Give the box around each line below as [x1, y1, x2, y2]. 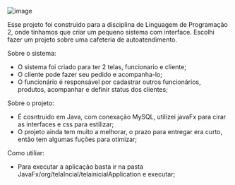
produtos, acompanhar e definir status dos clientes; [17, 85, 168, 93]
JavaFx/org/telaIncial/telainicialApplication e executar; [17, 170, 176, 178]
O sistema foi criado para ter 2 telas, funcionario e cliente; [17, 63, 187, 71]
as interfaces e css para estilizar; [17, 120, 114, 129]
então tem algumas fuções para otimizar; [17, 135, 138, 143]
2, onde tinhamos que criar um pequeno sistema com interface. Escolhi [7, 28, 215, 36]
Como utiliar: [7, 149, 44, 157]
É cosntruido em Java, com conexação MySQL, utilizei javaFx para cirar [17, 113, 227, 121]
